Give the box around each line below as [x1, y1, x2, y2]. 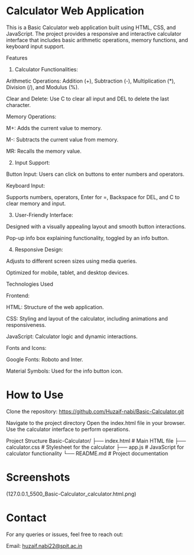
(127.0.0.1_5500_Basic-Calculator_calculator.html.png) [6, 490, 137, 497]
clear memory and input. [6, 200, 66, 207]
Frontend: [6, 292, 30, 299]
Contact [6, 511, 47, 524]
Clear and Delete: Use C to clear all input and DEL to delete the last [6, 95, 170, 102]
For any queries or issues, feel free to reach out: [6, 531, 124, 538]
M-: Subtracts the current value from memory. [6, 135, 119, 143]
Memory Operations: [6, 113, 57, 120]
